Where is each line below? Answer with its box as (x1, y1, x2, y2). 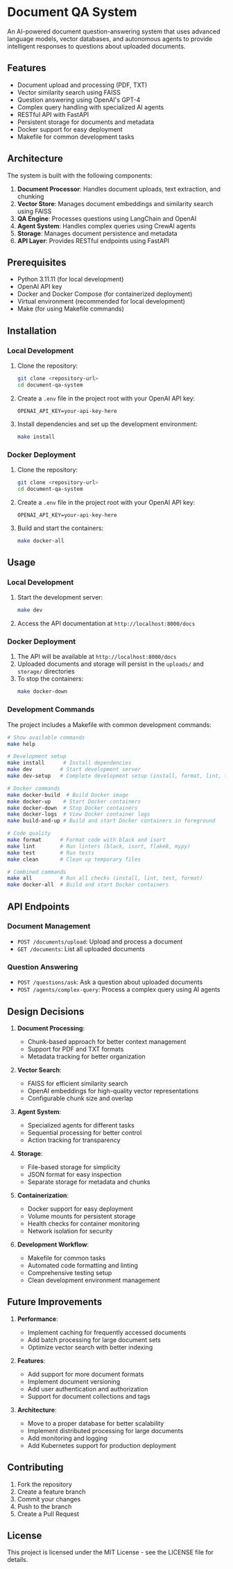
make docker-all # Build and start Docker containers (7, 882, 169, 889)
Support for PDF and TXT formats (27, 1045, 124, 1053)
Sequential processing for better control (27, 1128, 142, 1137)
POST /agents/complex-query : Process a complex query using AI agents (17, 985, 221, 994)
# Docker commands (7, 785, 60, 792)
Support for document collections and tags (27, 1392, 150, 1400)
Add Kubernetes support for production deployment (27, 1441, 177, 1449)
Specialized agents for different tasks (27, 1121, 135, 1129)
